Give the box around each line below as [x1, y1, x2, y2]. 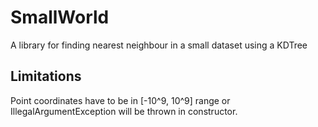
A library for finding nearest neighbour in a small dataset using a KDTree [10, 39, 308, 51]
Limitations [10, 68, 82, 85]
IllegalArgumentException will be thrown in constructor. [10, 105, 238, 117]
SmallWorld [10, 6, 110, 29]
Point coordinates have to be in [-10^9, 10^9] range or [10, 94, 231, 106]
